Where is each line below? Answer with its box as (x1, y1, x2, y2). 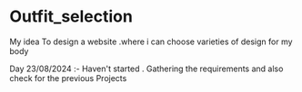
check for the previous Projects (9, 72, 127, 83)
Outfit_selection (9, 6, 134, 27)
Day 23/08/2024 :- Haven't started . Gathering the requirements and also (9, 63, 284, 74)
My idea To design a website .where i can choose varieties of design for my (9, 36, 293, 47)
